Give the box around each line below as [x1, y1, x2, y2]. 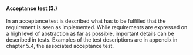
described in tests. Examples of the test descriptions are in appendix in [6, 36, 178, 43]
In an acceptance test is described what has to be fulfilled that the [6, 18, 166, 25]
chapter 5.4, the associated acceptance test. [6, 43, 114, 50]
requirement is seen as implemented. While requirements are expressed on [6, 24, 188, 31]
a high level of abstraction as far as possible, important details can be [6, 30, 174, 37]
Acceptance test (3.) [6, 5, 57, 12]
